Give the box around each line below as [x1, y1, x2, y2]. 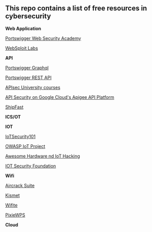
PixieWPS [5, 212, 25, 218]
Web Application [5, 25, 42, 31]
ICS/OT [5, 113, 21, 120]
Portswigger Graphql [5, 64, 49, 70]
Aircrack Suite [5, 182, 35, 188]
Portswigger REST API [5, 74, 52, 81]
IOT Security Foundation [5, 163, 56, 169]
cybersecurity [5, 12, 51, 21]
